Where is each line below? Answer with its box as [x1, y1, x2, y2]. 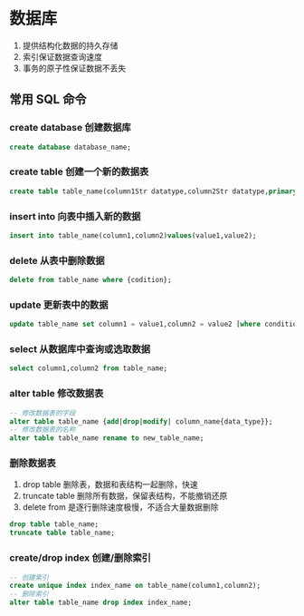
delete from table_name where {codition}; [9, 276, 172, 285]
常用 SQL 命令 [9, 92, 87, 107]
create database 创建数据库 [9, 122, 131, 134]
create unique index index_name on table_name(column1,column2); [9, 582, 261, 591]
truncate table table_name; [9, 528, 116, 538]
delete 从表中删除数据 [9, 254, 106, 267]
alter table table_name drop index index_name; [9, 598, 193, 608]
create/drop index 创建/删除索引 [9, 552, 152, 564]
